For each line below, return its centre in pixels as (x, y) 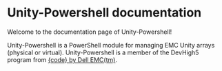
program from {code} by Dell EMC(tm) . (62, 59)
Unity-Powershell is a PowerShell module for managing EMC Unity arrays (111, 45)
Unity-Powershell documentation (104, 13)
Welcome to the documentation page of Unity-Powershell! (90, 32)
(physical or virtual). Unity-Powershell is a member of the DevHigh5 (103, 52)
